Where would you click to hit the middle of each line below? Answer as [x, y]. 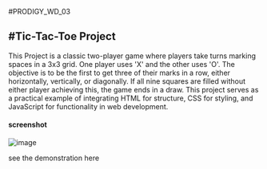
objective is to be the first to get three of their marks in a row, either [119, 73]
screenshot [28, 125]
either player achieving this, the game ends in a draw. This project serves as [133, 89]
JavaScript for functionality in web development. [88, 106]
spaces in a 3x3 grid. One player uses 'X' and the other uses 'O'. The [122, 64]
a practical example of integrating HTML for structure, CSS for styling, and [131, 98]
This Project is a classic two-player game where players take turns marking [132, 56]
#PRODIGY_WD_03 [39, 12]
